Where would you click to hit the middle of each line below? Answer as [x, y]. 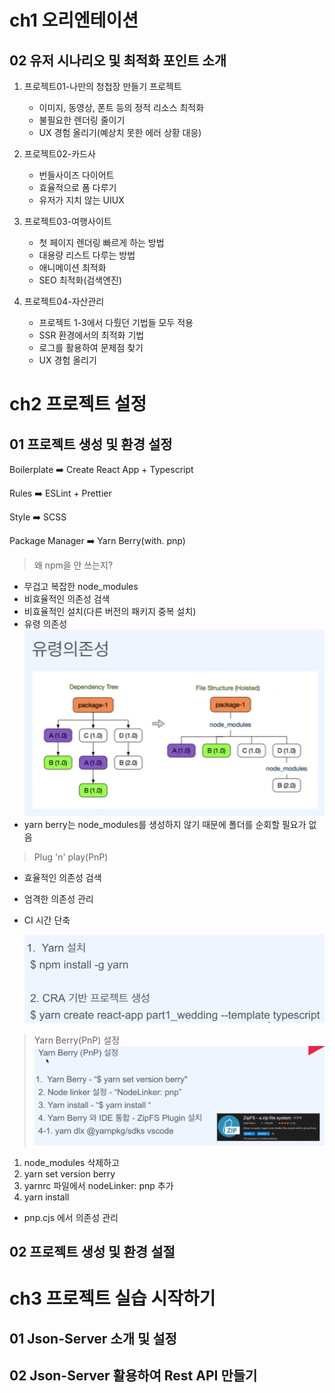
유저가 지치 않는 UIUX [81, 200]
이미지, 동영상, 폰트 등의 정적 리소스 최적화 [121, 107]
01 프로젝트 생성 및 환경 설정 [91, 444]
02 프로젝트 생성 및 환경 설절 [92, 1252]
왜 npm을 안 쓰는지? [73, 565]
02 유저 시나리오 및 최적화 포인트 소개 [118, 60]
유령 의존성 [45, 624]
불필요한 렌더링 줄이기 [82, 120]
